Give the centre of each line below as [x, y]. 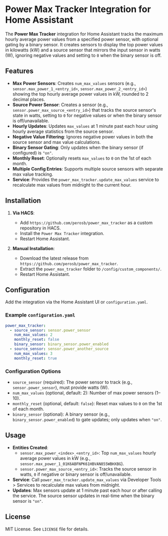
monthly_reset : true [36, 358]
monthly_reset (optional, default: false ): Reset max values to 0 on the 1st [87, 403]
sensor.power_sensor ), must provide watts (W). [61, 387]
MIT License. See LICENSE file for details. [47, 529]
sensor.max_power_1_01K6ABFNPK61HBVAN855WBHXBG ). [72, 464]
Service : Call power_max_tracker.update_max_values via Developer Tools [87, 480]
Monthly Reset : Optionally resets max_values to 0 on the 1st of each [82, 158]
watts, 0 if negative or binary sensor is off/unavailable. [76, 474]
